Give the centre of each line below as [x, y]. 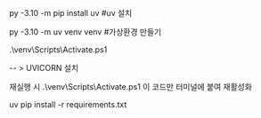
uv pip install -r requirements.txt [68, 104]
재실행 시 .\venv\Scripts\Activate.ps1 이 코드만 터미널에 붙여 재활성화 [130, 87]
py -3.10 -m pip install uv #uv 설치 [71, 13]
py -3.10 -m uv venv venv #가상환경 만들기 [86, 32]
